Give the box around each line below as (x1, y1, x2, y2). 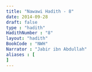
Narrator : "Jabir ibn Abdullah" (6, 46, 87, 52)
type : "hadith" (6, 24, 45, 31)
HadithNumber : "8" (6, 30, 54, 36)
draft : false (6, 19, 38, 25)
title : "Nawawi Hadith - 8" (6, 8, 75, 15)
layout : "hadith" (6, 35, 48, 41)
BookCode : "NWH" (6, 41, 48, 47)
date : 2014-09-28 (6, 14, 48, 20)
